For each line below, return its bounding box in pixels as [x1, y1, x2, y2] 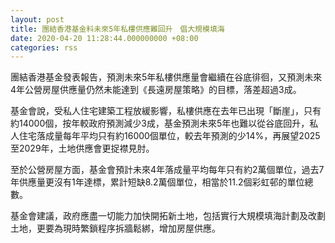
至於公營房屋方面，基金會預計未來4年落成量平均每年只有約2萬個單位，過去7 [10, 164, 325, 176]
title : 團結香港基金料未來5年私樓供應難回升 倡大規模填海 [10, 24, 225, 34]
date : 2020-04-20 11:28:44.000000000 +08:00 [10, 33, 199, 43]
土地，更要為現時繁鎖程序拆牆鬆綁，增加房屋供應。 [10, 222, 221, 235]
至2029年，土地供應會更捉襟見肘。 [10, 142, 155, 155]
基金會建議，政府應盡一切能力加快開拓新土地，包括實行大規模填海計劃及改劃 [10, 210, 326, 222]
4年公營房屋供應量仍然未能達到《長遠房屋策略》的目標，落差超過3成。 [10, 84, 302, 96]
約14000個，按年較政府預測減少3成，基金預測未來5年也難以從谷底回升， [10, 117, 310, 130]
